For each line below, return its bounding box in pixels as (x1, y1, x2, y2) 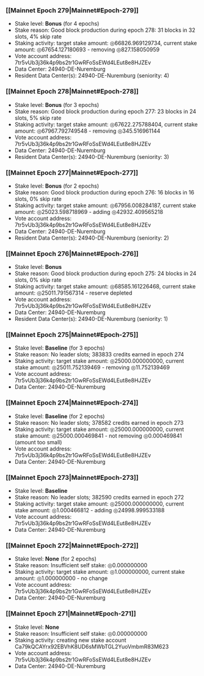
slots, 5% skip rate (14, 114, 62, 122)
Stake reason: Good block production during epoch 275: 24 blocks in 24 (14, 270, 197, 277)
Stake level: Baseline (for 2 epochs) (14, 413, 105, 420)
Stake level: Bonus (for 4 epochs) (14, 20, 100, 28)
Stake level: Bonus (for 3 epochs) (14, 101, 100, 108)
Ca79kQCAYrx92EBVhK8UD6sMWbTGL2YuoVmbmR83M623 (14, 642, 169, 650)
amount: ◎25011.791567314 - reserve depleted (14, 289, 133, 296)
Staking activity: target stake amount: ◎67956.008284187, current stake (14, 202, 197, 209)
